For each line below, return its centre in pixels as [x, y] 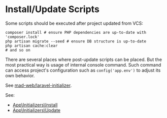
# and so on [18, 50]
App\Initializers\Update [37, 110]
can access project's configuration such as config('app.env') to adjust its [83, 70]
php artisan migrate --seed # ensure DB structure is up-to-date [76, 41]
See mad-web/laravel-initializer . [39, 85]
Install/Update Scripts [53, 9]
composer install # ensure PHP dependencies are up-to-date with [76, 32]
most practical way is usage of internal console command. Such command [83, 65]
